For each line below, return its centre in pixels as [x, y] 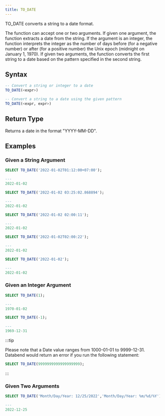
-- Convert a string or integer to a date [49, 86]
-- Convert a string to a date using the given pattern [63, 99]
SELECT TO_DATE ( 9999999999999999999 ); [45, 364]
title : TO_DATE [21, 10]
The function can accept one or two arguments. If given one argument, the [81, 33]
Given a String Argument [35, 160]
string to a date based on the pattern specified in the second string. [73, 59]
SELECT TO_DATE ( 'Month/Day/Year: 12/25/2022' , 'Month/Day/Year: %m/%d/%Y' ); [84, 396]
